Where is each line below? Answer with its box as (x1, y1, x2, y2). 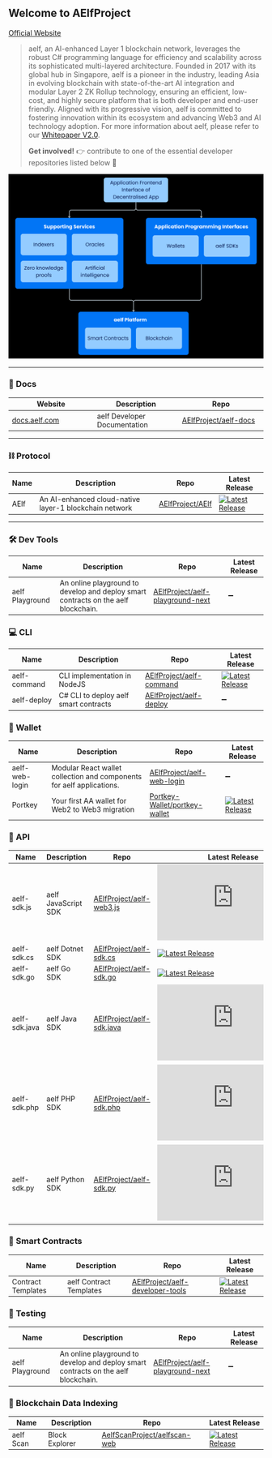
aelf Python (46, 1174, 85, 1184)
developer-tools (131, 1285, 187, 1295)
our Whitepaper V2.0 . (28, 130, 100, 139)
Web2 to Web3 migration (51, 804, 135, 814)
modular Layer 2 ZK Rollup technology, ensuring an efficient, (28, 87, 231, 96)
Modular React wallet (51, 763, 122, 773)
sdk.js (11, 903, 32, 912)
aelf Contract (67, 1276, 111, 1286)
